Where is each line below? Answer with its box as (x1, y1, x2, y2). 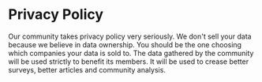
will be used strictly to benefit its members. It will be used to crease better (8, 57, 249, 66)
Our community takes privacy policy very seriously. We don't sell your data (8, 32, 252, 41)
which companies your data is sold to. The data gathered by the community (8, 48, 254, 58)
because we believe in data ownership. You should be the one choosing (8, 39, 242, 49)
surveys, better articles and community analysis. (8, 65, 166, 74)
